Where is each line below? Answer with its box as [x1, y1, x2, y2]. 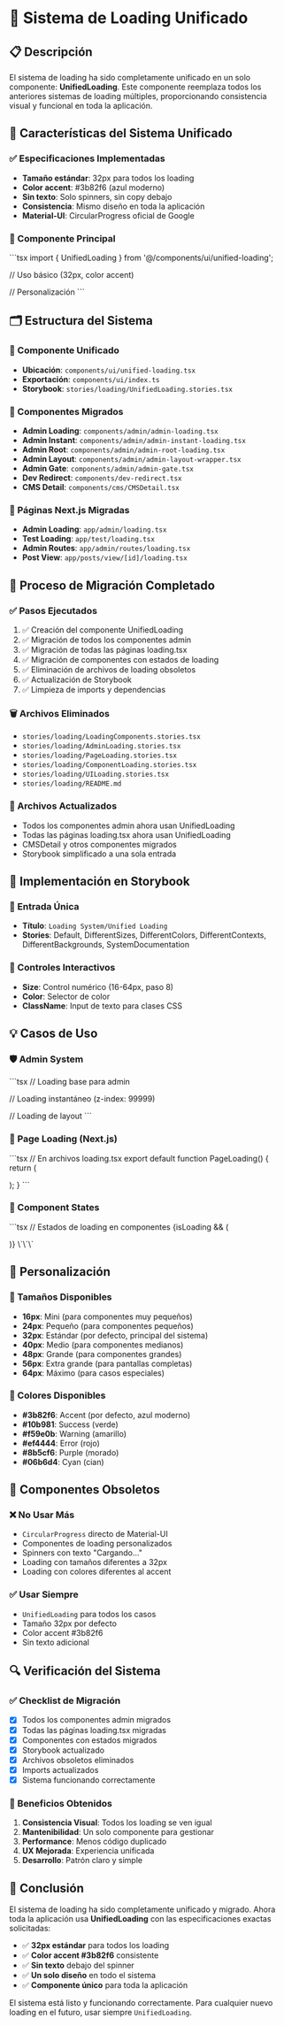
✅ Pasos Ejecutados [9, 604, 97, 617]
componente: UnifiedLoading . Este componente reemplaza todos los [9, 81, 262, 92]
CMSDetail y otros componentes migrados [21, 839, 177, 849]
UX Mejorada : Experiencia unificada [21, 1846, 155, 1856]
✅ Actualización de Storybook [21, 674, 133, 685]
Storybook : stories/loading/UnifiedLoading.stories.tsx [21, 383, 233, 394]
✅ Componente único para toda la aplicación [21, 1980, 188, 1991]
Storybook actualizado [21, 1745, 104, 1755]
